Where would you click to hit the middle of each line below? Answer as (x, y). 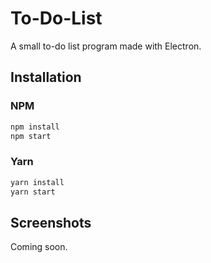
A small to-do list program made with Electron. (106, 46)
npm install (35, 127)
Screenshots (51, 222)
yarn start (33, 192)
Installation (46, 77)
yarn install (37, 182)
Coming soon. (39, 247)
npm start (31, 136)
